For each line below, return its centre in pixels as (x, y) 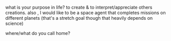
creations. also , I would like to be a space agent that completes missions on (85, 13)
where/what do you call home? (38, 33)
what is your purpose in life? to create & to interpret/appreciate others (79, 7)
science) (15, 23)
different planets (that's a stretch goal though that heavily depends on (79, 18)
